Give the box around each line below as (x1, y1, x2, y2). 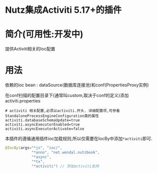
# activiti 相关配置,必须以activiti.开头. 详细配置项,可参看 (5, 108, 120, 113)
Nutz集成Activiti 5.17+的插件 (5, 4, 122, 16)
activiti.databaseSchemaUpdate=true (5, 118, 80, 123)
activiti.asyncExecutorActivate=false (5, 126, 84, 131)
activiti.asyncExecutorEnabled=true (5, 122, 80, 127)
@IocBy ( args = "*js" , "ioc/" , (5, 146, 63, 150)
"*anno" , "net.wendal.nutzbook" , (31, 150, 100, 155)
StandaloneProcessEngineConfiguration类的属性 (5, 114, 99, 119)
